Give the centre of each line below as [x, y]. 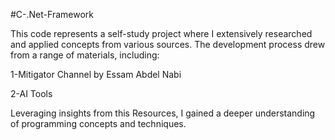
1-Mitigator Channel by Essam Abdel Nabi [96, 74]
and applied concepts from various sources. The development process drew [168, 44]
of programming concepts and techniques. [98, 123]
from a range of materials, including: [85, 55]
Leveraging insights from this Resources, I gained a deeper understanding [163, 113]
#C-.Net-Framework [52, 14]
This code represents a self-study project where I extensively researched [161, 33]
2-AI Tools [31, 93]
